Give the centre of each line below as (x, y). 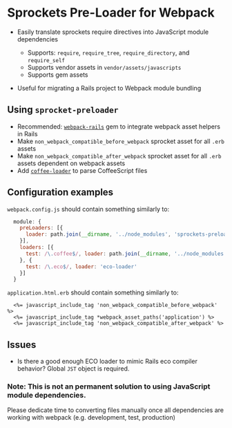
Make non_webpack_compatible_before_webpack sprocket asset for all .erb (120, 141)
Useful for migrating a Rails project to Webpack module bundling (109, 88)
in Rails (27, 133)
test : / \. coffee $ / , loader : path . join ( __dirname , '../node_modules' (126, 254)
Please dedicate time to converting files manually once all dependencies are (116, 410)
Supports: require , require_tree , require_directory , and (108, 53)
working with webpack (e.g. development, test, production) (91, 418)
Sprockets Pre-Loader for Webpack (111, 13)
